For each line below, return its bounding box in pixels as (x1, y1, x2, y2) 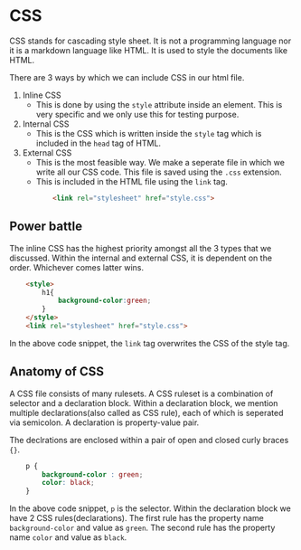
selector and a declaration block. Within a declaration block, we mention (9, 397, 278, 408)
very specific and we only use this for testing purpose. (35, 109, 240, 119)
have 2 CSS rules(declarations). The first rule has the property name (9, 513, 264, 524)
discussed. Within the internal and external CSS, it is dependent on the (9, 252, 273, 263)
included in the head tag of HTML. (35, 137, 161, 148)
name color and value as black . (9, 532, 127, 543)
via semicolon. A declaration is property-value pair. (9, 417, 200, 428)
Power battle (9, 219, 83, 234)
